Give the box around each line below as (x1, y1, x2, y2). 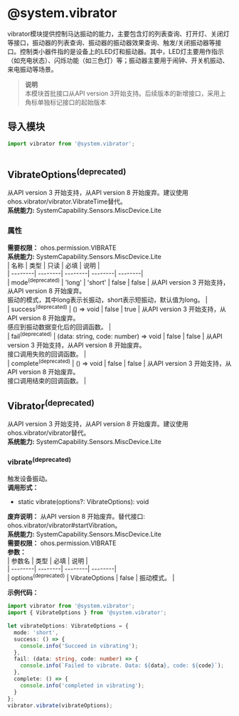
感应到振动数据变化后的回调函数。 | (7, 322, 112, 331)
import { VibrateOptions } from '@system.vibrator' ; (7, 609, 167, 616)
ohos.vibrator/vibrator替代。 (7, 428, 90, 437)
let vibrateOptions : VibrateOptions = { (7, 623, 129, 630)
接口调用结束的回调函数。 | (7, 377, 87, 385)
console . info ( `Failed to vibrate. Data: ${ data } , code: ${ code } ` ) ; (20, 662, 224, 670)
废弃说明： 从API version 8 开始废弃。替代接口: (7, 512, 146, 520)
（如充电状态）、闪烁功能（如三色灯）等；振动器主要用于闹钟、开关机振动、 (7, 56, 229, 65)
